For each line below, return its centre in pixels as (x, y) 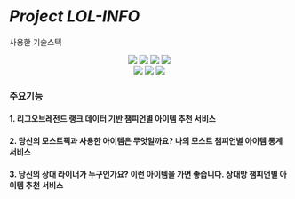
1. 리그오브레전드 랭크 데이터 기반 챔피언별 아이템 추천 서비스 (112, 119)
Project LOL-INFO (75, 16)
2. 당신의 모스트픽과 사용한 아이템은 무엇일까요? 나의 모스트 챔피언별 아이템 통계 (146, 141)
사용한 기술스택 (36, 42)
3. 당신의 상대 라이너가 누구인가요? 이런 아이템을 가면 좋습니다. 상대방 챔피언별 (144, 174)
